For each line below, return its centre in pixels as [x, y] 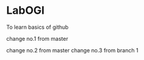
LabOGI [26, 10]
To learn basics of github [37, 27]
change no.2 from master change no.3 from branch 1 [72, 50]
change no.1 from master [37, 38]
